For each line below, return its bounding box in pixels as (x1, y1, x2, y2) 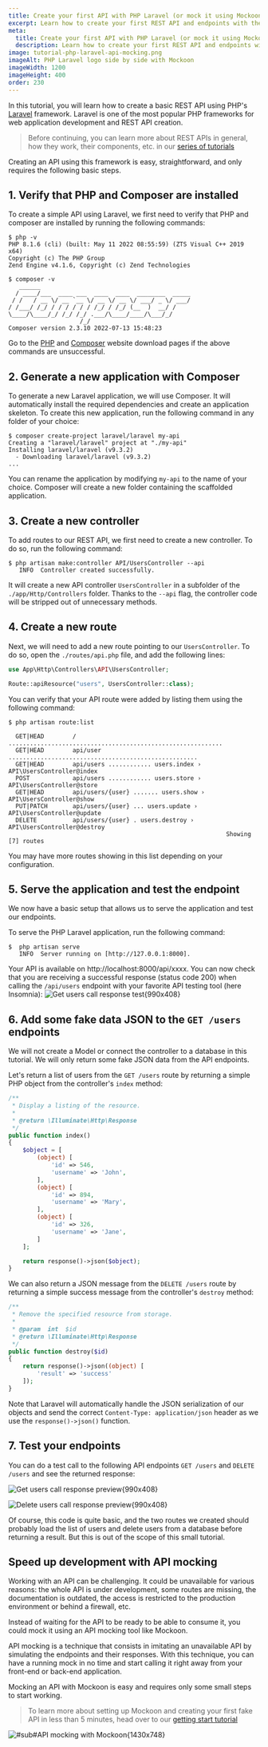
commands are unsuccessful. (8, 347, 105, 356)
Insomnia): (8, 989, 43, 999)
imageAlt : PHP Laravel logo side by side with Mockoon (8, 57, 195, 65)
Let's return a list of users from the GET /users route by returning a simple (8, 1071, 251, 1080)
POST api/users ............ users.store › (15, 774, 202, 782)
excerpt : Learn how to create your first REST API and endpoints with (8, 19, 248, 27)
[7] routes (8, 837, 45, 845)
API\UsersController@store (8, 781, 98, 789)
